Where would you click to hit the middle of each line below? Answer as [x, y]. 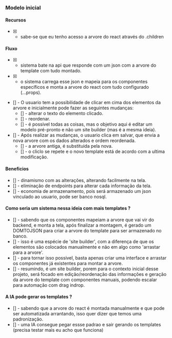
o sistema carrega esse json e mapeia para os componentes [84, 82]
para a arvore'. [28, 252]
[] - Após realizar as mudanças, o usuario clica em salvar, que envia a [86, 135]
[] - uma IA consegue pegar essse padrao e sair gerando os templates [87, 324]
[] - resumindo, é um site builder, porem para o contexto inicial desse [85, 269]
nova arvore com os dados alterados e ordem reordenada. [74, 141]
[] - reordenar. [35, 119]
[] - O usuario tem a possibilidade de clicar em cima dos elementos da [87, 103]
